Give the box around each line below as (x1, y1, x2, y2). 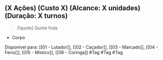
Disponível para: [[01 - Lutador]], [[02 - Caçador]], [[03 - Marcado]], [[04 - (4, 44, 158, 50)
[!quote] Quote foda (16, 25, 58, 31)
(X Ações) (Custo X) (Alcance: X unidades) (4, 4, 141, 12)
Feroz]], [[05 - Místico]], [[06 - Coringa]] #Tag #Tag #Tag (4, 49, 123, 55)
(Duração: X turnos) (4, 12, 68, 20)
